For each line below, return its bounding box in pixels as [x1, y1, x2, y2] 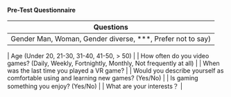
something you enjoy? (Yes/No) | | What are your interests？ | [7, 82, 182, 90]
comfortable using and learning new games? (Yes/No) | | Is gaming [7, 74, 199, 82]
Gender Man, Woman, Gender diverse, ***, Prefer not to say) [10, 34, 212, 44]
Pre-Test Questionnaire [7, 6, 76, 14]
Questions [93, 22, 128, 32]
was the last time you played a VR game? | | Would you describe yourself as [7, 67, 224, 75]
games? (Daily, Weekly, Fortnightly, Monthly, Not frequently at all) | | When [7, 59, 220, 67]
